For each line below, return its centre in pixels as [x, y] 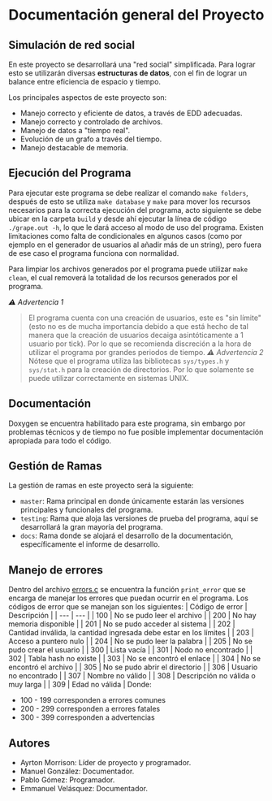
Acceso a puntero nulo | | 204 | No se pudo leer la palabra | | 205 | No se [131, 641]
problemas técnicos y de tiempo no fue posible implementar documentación [136, 431]
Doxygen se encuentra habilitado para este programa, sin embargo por [127, 423]
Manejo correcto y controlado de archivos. [91, 122]
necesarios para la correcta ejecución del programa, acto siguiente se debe [135, 210]
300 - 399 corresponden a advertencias [88, 717]
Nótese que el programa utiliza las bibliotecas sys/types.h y [129, 361]
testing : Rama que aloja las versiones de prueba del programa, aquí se [139, 518]
